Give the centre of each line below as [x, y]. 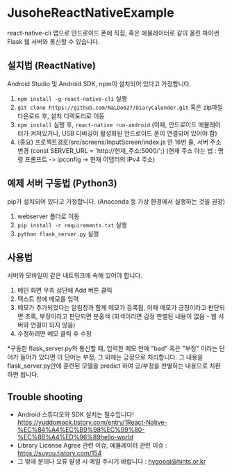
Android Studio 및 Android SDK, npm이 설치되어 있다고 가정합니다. [99, 83]
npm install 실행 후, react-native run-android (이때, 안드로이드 [107, 124]
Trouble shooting [45, 397]
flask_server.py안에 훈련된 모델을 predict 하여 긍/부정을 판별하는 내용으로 [108, 366]
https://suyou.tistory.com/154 [59, 453]
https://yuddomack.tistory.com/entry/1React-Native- [92, 423]
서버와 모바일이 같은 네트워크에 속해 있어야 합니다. [75, 275]
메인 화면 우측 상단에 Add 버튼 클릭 [65, 291]
